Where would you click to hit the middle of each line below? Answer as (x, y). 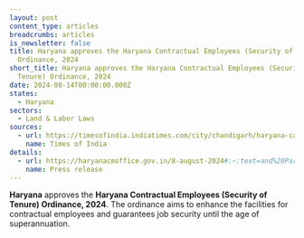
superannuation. (40, 224)
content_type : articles (54, 26)
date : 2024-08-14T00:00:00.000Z (70, 85)
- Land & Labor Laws (56, 119)
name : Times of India (66, 144)
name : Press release (64, 169)
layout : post (34, 18)
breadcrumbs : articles (52, 34)
